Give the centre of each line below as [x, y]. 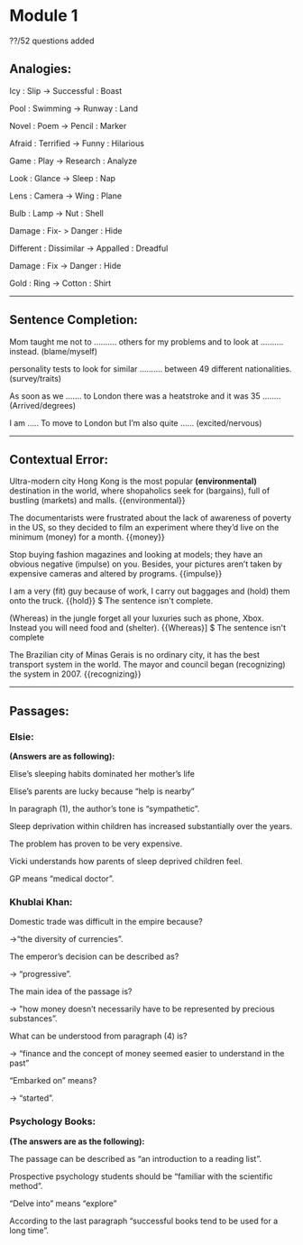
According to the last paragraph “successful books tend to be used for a [144, 1221]
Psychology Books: [53, 1121]
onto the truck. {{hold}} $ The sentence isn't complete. [111, 601]
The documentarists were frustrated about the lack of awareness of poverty [150, 518]
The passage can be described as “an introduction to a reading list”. [135, 1158]
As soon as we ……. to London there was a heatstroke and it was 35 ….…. [145, 396]
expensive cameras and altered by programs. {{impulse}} [116, 574]
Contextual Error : [59, 460]
